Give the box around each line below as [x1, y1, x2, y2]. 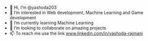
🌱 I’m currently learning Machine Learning [9, 20, 94, 26]
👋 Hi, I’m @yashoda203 [9, 5, 57, 10]
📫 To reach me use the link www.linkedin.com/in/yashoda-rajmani [9, 30, 143, 36]
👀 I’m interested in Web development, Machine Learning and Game [9, 10, 144, 15]
